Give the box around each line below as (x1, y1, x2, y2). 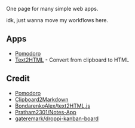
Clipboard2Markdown (14, 96, 69, 103)
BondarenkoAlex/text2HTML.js (14, 102, 91, 109)
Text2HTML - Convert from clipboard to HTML (14, 56, 130, 63)
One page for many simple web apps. (6, 5, 99, 12)
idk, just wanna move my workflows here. (6, 17, 109, 23)
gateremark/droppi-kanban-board (14, 115, 99, 122)
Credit (6, 74, 30, 84)
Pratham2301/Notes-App (14, 108, 76, 115)
